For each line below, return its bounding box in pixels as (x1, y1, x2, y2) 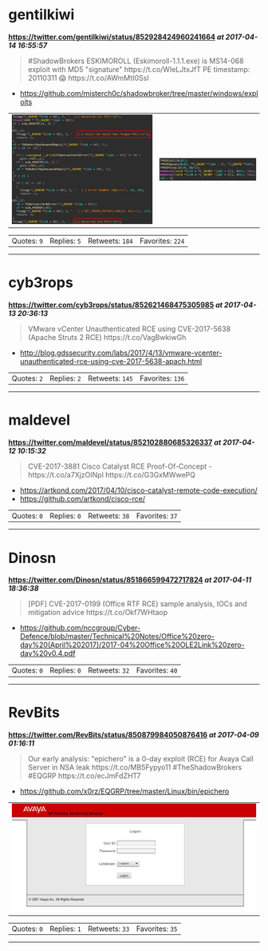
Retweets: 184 (87, 236, 133, 246)
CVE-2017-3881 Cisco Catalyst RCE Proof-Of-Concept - (27, 462, 213, 471)
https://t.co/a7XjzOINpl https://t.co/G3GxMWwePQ (27, 470, 195, 480)
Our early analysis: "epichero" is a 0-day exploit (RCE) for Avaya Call (27, 753, 254, 763)
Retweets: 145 (87, 374, 133, 383)
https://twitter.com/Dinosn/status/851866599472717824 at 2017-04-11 (8, 575, 252, 585)
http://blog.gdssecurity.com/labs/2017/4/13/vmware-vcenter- (19, 348, 223, 358)
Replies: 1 (49, 924, 81, 933)
